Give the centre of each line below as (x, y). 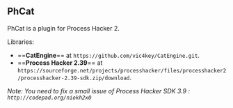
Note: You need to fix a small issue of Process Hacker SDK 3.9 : (99, 91)
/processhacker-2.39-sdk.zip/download (73, 78)
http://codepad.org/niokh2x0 (49, 98)
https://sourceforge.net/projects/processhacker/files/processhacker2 (122, 70)
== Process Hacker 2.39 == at (60, 63)
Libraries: (21, 42)
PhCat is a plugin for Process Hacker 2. (63, 28)
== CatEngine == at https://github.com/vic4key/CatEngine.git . (109, 55)
